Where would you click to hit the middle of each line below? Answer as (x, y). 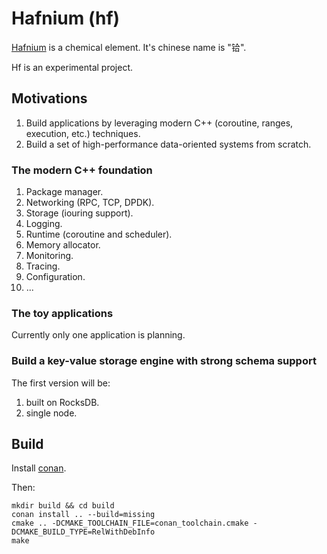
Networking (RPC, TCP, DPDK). (90, 203)
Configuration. (55, 277)
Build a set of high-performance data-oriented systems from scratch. (168, 144)
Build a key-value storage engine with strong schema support (164, 361)
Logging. (44, 224)
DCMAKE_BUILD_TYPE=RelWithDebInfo (83, 532)
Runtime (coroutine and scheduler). (99, 234)
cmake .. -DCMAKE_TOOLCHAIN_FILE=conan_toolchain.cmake (130, 523)
